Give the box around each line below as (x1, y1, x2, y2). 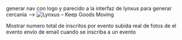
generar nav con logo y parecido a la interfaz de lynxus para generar (6, 5, 172, 12)
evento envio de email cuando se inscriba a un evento (6, 28, 136, 35)
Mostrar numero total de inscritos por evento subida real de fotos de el (6, 23, 177, 29)
